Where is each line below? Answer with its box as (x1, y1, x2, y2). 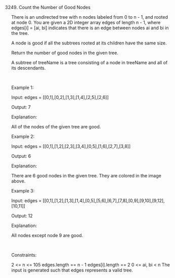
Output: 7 (11, 104, 31, 110)
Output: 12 (11, 213, 33, 219)
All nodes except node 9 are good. (11, 233, 83, 238)
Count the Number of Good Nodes (18, 5, 91, 10)
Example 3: (11, 188, 35, 194)
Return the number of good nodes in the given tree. (11, 50, 118, 56)
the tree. (11, 30, 29, 36)
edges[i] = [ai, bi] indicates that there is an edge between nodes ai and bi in (11, 25, 169, 31)
